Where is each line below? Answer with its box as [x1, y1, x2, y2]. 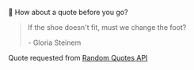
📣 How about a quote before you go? [8, 8, 128, 17]
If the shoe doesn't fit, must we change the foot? [27, 23, 187, 31]
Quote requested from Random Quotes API [8, 53, 148, 62]
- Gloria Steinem [27, 38, 82, 47]
